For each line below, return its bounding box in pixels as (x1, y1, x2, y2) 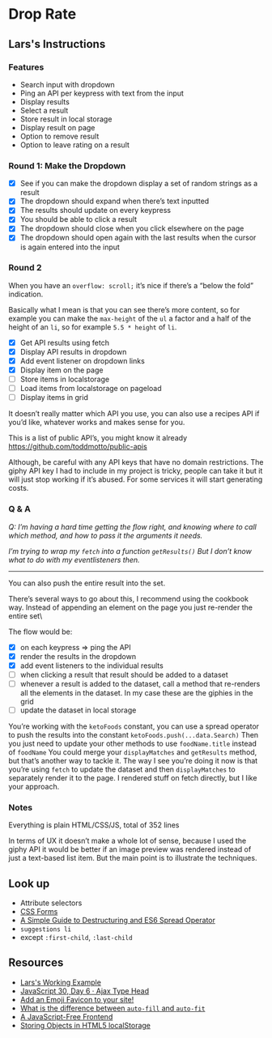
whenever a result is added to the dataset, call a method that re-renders (19, 679, 261, 688)
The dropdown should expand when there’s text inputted (19, 196, 210, 206)
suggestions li (19, 925, 72, 934)
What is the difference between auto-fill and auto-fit (19, 1003, 206, 1013)
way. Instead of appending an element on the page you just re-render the (8, 602, 253, 612)
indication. (8, 289, 44, 299)
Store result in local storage (19, 114, 113, 124)
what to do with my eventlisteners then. (8, 555, 140, 564)
